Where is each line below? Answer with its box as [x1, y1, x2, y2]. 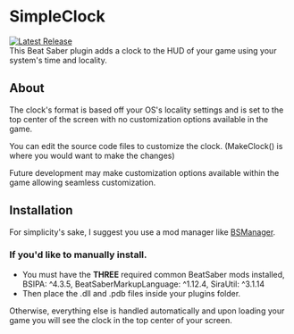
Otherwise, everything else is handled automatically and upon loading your [9, 305, 285, 316]
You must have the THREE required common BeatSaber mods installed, [21, 269, 285, 280]
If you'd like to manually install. [9, 248, 147, 261]
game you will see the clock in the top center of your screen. [9, 314, 232, 325]
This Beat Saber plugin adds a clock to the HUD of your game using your [9, 45, 277, 55]
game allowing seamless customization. [9, 177, 156, 188]
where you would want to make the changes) [9, 150, 176, 161]
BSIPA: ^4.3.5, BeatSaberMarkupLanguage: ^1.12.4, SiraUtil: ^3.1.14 [21, 279, 265, 289]
